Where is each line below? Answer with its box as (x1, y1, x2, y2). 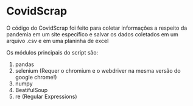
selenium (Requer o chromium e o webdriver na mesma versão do (15, 67, 181, 74)
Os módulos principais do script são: (6, 48, 99, 56)
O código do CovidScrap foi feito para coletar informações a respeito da (6, 24, 188, 31)
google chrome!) (15, 73, 57, 81)
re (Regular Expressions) (15, 93, 77, 100)
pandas (15, 61, 35, 68)
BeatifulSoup (15, 86, 48, 93)
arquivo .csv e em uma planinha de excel (6, 37, 109, 44)
